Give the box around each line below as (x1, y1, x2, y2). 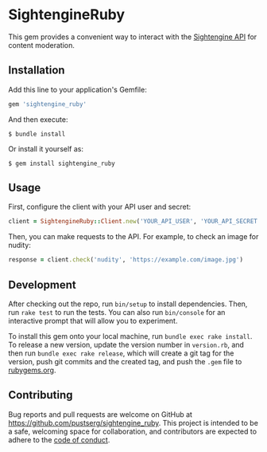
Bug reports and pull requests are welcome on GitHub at (8, 409, 193, 419)
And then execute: (8, 114, 68, 124)
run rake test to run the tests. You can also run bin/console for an (8, 308, 226, 316)
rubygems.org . (8, 365, 56, 375)
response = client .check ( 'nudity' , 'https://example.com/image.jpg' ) (8, 256, 244, 264)
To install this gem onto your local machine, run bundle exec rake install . (8, 332, 253, 340)
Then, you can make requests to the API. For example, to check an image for (8, 232, 259, 242)
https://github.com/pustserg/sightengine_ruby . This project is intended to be (8, 418, 258, 427)
